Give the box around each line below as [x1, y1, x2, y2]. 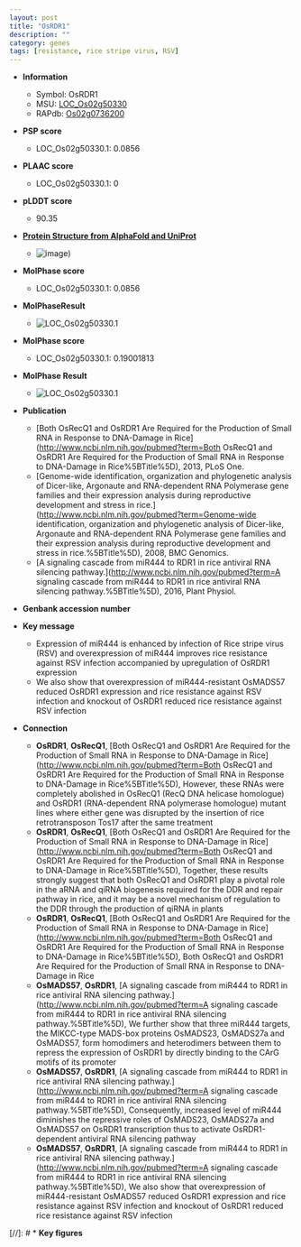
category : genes [9, 38, 70, 48]
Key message [22, 621, 75, 632]
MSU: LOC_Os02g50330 [35, 98, 128, 109]
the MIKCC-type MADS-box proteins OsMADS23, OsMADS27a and [35, 1028, 285, 1039]
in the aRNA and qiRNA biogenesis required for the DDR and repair [35, 884, 284, 895]
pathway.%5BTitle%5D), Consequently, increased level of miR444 [35, 1104, 282, 1115]
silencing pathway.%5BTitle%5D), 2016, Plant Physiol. [35, 586, 237, 596]
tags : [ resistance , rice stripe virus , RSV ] [9, 47, 179, 56]
